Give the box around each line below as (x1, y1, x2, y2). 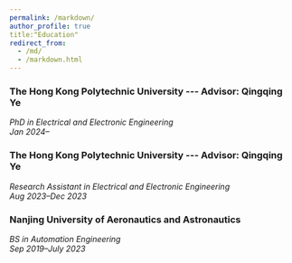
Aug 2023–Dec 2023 (9, 191, 88, 202)
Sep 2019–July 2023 (9, 243, 86, 254)
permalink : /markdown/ (9, 13, 95, 23)
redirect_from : (9, 38, 67, 48)
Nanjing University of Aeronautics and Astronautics (9, 213, 241, 226)
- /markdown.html (17, 55, 83, 64)
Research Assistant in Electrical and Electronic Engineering (9, 181, 231, 192)
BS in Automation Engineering (9, 233, 121, 244)
